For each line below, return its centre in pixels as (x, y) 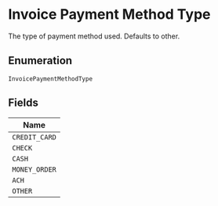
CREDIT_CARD (35, 137)
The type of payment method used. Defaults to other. (94, 36)
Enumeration (40, 61)
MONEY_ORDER (35, 169)
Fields (24, 103)
